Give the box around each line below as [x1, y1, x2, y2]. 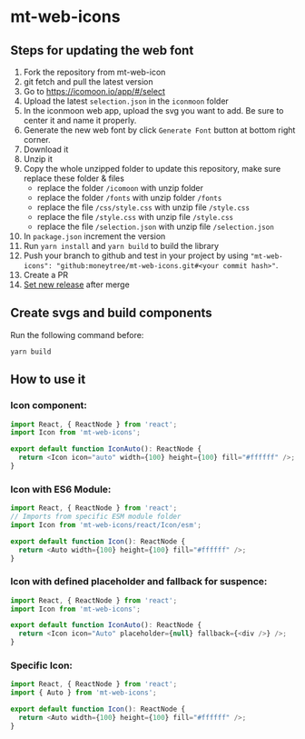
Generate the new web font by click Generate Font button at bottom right [23, 125, 296, 135]
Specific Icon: [10, 659, 74, 672]
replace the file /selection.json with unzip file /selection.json [36, 221, 275, 232]
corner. [23, 135, 51, 145]
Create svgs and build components [10, 305, 212, 321]
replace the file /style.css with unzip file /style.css [36, 212, 234, 222]
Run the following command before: [10, 329, 144, 340]
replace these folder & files [23, 173, 125, 184]
